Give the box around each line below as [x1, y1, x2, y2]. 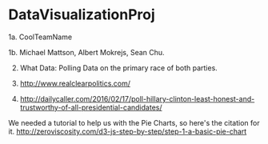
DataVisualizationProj [8, 6, 156, 24]
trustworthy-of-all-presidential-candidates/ [19, 102, 162, 112]
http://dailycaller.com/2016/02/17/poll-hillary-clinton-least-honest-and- [19, 94, 255, 103]
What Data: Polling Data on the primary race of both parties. [19, 62, 218, 73]
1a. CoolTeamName [8, 32, 73, 42]
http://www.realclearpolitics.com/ [19, 78, 130, 88]
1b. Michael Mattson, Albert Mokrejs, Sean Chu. [8, 47, 166, 57]
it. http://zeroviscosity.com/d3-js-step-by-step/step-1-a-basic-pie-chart [8, 126, 247, 136]
